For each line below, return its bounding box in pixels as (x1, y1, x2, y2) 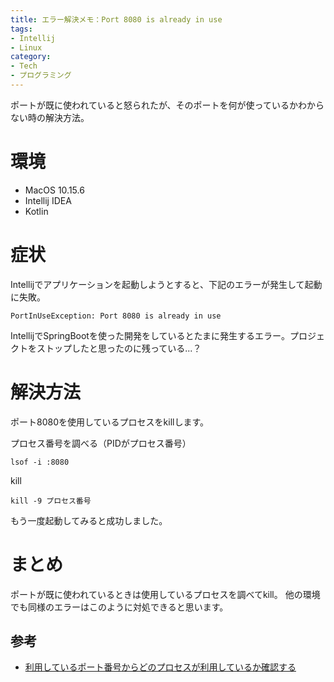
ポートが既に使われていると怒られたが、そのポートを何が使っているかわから (10, 99, 325, 111)
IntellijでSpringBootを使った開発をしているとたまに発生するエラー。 (10, 329, 290, 341)
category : (10, 52, 52, 62)
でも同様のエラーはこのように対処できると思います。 (10, 601, 229, 613)
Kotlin (24, 205, 49, 217)
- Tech (10, 61, 38, 71)
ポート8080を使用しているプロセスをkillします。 (10, 416, 210, 428)
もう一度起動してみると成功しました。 (10, 514, 168, 526)
